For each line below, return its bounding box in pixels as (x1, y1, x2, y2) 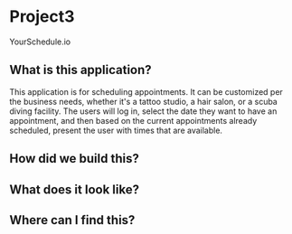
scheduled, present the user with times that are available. (9, 125, 223, 136)
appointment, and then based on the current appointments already (9, 115, 258, 126)
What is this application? (9, 62, 152, 78)
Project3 (9, 6, 75, 27)
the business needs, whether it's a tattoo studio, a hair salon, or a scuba (9, 96, 278, 107)
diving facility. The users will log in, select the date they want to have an (9, 106, 278, 117)
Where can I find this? (9, 212, 136, 228)
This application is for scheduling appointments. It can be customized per (9, 86, 283, 97)
